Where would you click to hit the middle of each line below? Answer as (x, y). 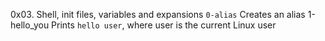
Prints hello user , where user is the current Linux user (164, 25)
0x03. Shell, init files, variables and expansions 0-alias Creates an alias (158, 14)
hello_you (30, 25)
